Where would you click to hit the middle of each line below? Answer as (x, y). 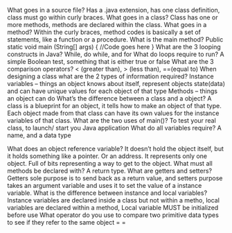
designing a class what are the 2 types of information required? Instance (110, 76)
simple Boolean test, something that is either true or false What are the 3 (110, 61)
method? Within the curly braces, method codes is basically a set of (104, 32)
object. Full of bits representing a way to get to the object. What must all (110, 163)
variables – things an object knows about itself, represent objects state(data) (116, 84)
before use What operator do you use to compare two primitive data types (113, 215)
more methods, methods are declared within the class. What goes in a (107, 25)
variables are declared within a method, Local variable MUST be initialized (113, 208)
